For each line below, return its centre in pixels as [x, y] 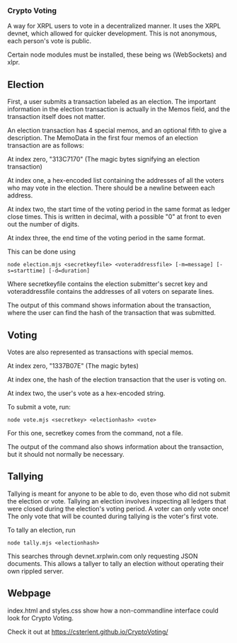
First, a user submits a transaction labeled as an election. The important [112, 102]
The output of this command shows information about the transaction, [109, 305]
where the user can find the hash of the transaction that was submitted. [112, 313]
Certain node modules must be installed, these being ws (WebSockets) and [117, 55]
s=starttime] [27, 271]
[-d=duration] [69, 271]
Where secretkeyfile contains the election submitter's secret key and [108, 284]
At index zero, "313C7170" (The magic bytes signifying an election [104, 159]
